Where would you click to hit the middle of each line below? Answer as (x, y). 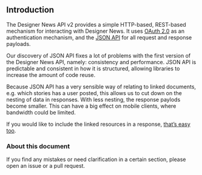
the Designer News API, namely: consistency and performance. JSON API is (101, 62)
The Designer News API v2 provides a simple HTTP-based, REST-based (96, 24)
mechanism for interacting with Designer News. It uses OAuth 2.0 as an (96, 31)
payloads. (19, 44)
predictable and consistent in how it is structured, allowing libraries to (93, 68)
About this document (38, 146)
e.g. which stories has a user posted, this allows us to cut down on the (94, 93)
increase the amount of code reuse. (51, 74)
